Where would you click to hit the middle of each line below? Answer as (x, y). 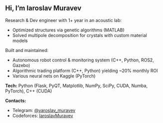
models (20, 40)
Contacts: (16, 100)
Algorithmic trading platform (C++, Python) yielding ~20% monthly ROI (85, 70)
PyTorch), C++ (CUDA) (29, 91)
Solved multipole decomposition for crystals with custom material (80, 35)
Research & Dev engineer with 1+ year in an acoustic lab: (64, 20)
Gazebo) (21, 65)
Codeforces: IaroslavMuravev (43, 115)
